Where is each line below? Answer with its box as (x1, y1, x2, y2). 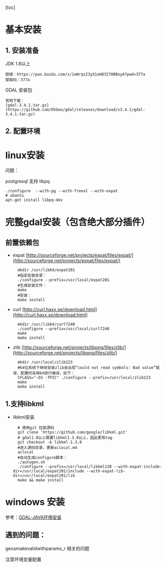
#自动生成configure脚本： (17, 455, 68, 461)
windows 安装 (5, 496, 65, 508)
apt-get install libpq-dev (5, 197, 63, 203)
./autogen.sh (17, 460, 46, 465)
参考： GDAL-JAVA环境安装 (5, 514, 62, 521)
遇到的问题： (5, 531, 46, 539)
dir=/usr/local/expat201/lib (12, 473, 75, 479)
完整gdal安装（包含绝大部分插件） (5, 216, 150, 228)
